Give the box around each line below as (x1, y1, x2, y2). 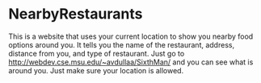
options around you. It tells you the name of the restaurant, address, (8, 39, 235, 49)
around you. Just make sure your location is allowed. (8, 65, 184, 75)
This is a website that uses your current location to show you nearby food (8, 31, 254, 41)
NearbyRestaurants (8, 5, 143, 23)
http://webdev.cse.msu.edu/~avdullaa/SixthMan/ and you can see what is (8, 57, 254, 67)
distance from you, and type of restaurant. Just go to (8, 48, 185, 58)
